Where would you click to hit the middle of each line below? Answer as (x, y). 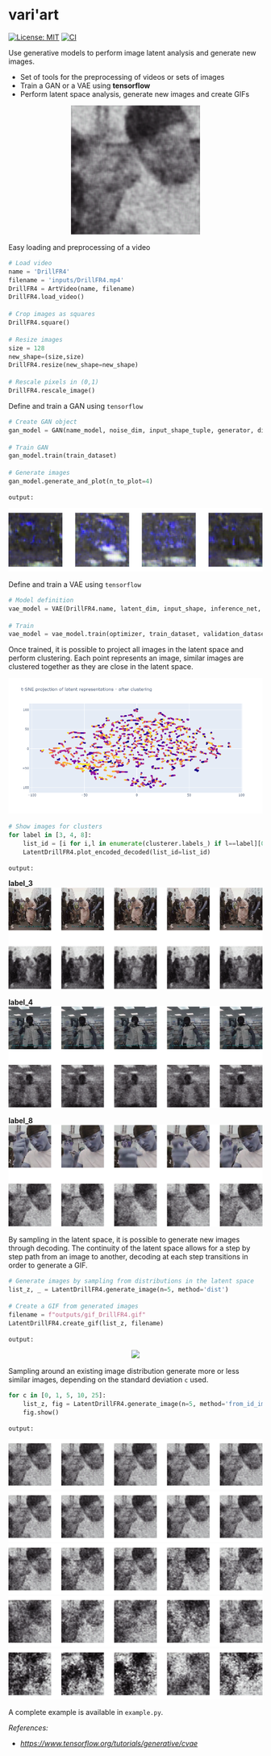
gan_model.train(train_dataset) (63, 456)
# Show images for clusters (56, 827)
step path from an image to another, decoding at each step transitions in (128, 1256)
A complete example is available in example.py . (86, 1712)
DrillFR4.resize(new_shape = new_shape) (73, 365)
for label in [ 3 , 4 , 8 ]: (50, 835)
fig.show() (41, 1413)
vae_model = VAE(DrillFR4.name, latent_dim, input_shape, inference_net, (135, 609)
